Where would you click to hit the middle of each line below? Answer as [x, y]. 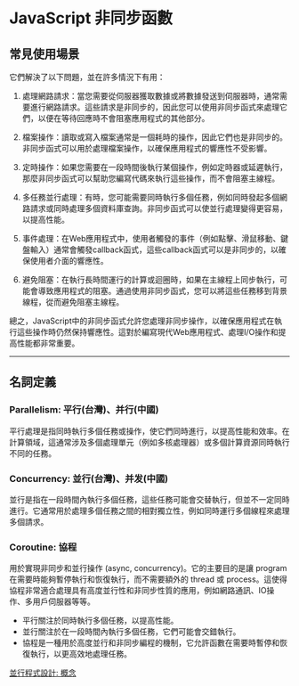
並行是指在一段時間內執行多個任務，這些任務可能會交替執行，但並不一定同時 [149, 499]
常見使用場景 [44, 54]
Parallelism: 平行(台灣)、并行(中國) [84, 410]
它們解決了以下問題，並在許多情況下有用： [87, 77]
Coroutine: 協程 [43, 547]
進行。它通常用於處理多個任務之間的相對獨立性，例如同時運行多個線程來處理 [149, 510]
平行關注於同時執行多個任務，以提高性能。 [100, 621]
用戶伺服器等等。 [64, 601]
